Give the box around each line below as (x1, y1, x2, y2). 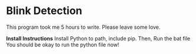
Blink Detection (6, 4, 82, 18)
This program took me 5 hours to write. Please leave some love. (6, 23, 161, 31)
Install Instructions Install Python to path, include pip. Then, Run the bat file (6, 35, 191, 42)
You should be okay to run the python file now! (6, 41, 119, 48)
